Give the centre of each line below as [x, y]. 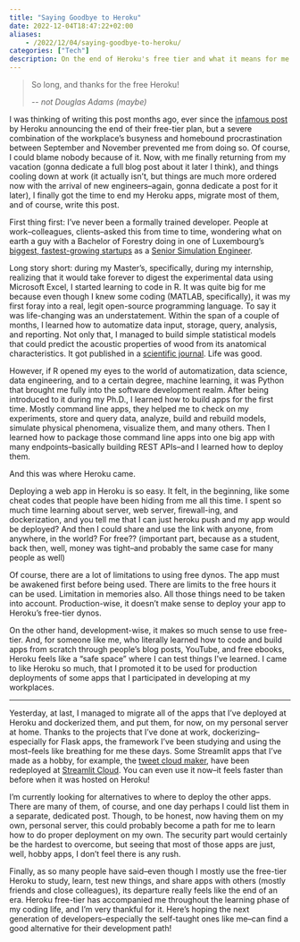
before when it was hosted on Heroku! [79, 780]
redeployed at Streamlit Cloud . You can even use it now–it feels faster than [146, 770]
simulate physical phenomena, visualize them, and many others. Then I [140, 428]
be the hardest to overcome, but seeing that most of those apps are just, [142, 844]
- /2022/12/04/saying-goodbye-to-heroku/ [103, 42]
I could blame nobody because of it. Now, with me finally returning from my [148, 157]
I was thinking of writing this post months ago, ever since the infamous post [149, 119]
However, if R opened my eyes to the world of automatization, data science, [148, 371]
